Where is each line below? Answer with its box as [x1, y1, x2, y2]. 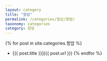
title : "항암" [5, 12, 32, 17]
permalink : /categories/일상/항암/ [5, 16, 75, 21]
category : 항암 [5, 26, 35, 31]
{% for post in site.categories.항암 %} [5, 40, 82, 46]
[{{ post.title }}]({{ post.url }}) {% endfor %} [12, 50, 102, 56]
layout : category [5, 7, 41, 12]
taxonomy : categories [5, 21, 50, 26]
